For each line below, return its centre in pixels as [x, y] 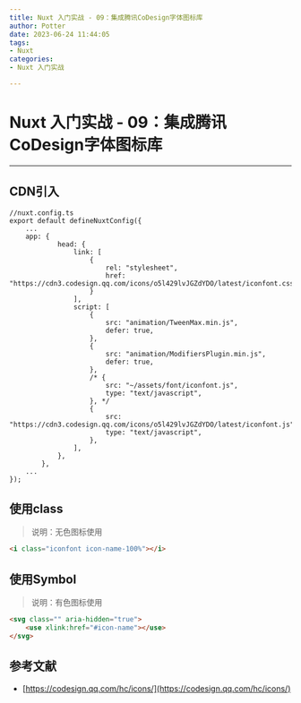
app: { [38, 236]
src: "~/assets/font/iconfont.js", [172, 385]
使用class [36, 509]
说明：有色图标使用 [67, 603]
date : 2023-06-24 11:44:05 [60, 34]
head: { [72, 244]
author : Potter [38, 26]
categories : [31, 59]
